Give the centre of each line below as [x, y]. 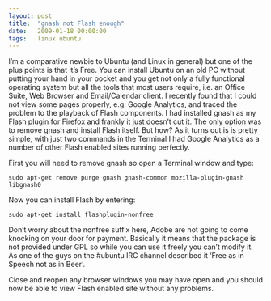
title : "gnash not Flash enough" [67, 23]
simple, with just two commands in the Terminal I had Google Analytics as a [134, 139]
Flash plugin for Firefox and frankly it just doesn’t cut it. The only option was [135, 121]
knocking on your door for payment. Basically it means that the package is [132, 239]
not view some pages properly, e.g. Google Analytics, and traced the [123, 104]
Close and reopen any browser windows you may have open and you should [136, 280]
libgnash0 [25, 185]
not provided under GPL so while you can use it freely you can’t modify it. [131, 247]
